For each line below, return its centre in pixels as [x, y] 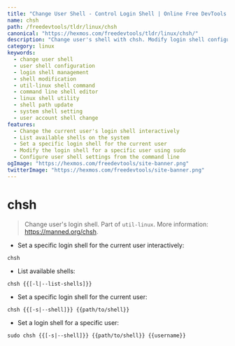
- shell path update [43, 105]
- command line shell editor [56, 92]
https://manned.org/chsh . [61, 231]
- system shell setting [48, 111]
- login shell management [51, 72]
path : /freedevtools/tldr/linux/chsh [62, 27]
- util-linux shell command [55, 85]
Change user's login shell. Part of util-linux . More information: [116, 224]
